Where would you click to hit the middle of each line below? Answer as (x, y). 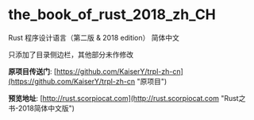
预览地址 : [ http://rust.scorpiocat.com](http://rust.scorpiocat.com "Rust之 (127, 98)
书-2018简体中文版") (42, 108)
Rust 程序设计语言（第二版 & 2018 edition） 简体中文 (94, 37)
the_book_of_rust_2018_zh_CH (112, 15)
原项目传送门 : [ (33, 71)
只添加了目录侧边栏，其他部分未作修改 (71, 54)
